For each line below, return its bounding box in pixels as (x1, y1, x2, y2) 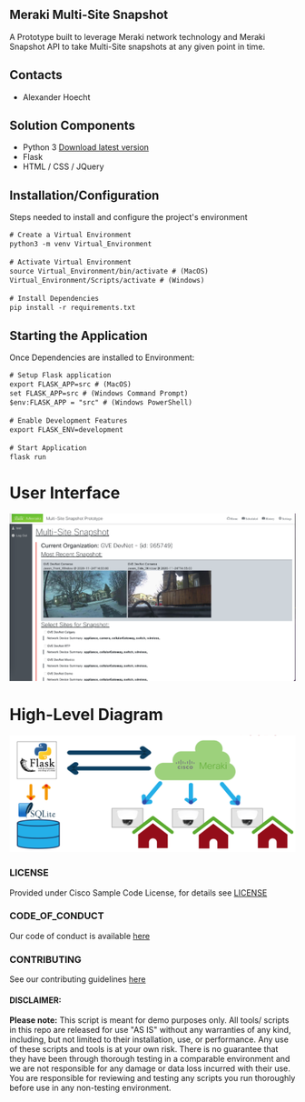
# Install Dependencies (9, 295, 100, 304)
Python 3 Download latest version (22, 142, 150, 153)
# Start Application (9, 444, 88, 453)
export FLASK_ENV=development (9, 426, 124, 435)
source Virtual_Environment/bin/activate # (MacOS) (9, 267, 209, 276)
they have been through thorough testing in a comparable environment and (9, 1054, 290, 1065)
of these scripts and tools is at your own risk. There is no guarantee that (9, 1044, 279, 1055)
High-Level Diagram (9, 704, 163, 725)
